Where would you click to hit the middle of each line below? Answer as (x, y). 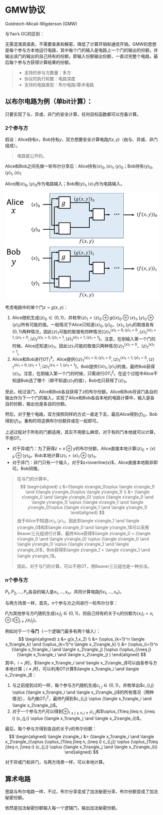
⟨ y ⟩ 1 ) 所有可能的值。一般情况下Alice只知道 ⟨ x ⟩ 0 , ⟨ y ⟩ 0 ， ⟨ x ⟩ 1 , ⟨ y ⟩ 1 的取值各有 (83, 325)
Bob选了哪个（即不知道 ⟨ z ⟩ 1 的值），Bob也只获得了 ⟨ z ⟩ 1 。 (75, 381)
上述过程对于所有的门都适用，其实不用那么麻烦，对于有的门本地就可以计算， (81, 432)
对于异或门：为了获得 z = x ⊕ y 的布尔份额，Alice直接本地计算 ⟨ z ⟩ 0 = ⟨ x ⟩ (84, 449)
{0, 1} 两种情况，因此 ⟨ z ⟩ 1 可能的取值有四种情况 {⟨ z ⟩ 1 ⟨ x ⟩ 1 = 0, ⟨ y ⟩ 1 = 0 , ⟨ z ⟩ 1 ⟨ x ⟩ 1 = (84, 332)
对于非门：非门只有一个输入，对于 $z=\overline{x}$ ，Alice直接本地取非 (83, 462)
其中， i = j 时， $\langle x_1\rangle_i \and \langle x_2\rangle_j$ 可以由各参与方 (81, 663)
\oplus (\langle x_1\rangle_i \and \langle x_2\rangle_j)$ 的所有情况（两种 (83, 692)
